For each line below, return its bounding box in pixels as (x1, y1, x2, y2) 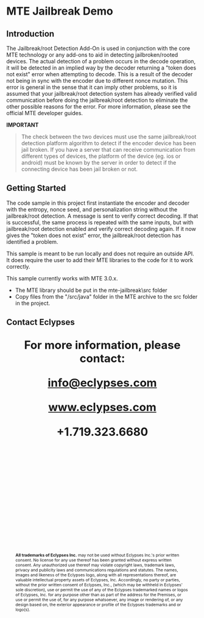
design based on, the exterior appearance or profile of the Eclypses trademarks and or (15, 602, 181, 608)
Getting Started (6, 183, 66, 193)
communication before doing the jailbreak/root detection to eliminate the (6, 96, 188, 104)
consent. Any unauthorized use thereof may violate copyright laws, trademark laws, (15, 562, 175, 568)
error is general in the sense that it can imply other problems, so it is (6, 83, 178, 91)
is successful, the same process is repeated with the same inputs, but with (6, 218, 194, 226)
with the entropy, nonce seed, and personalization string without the (6, 205, 178, 213)
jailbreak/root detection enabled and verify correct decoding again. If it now (6, 225, 196, 232)
